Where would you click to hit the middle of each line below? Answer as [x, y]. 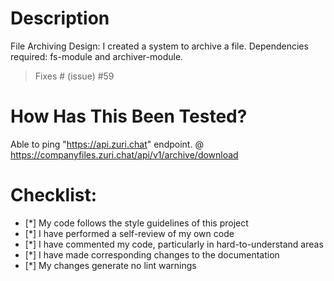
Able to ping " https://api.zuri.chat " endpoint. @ [107, 144]
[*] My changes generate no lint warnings [110, 265]
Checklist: [54, 195]
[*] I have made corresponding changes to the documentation [152, 254]
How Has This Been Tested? [129, 116]
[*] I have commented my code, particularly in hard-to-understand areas [174, 244]
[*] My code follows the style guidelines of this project [136, 223]
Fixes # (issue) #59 [74, 76]
